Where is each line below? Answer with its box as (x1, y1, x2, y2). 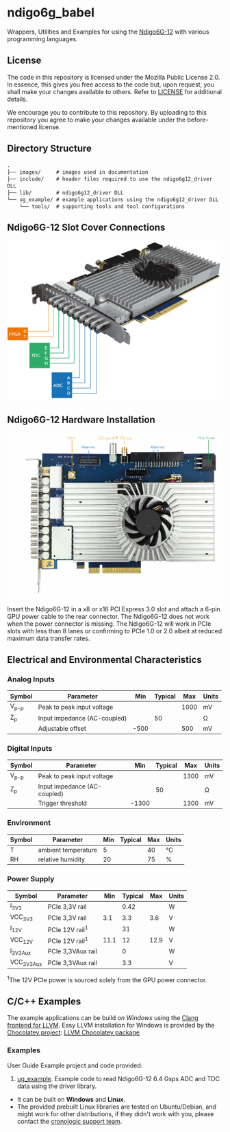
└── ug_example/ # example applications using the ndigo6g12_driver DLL (7, 196, 219, 203)
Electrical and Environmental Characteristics (7, 654, 202, 666)
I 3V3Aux (10, 947, 31, 956)
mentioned (7, 122, 38, 131)
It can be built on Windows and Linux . (16, 1095, 126, 1103)
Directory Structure (7, 143, 92, 155)
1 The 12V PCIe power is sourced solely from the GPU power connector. (7, 974, 207, 984)
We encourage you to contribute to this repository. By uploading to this (7, 108, 207, 116)
